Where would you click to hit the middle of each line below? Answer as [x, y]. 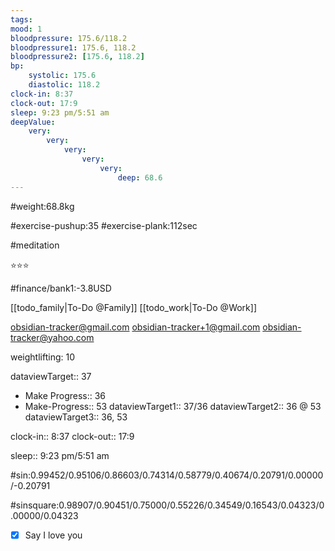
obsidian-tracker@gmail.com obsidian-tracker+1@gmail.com [135, 327]
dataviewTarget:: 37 [51, 376]
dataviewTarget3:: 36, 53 [76, 417]
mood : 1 [26, 29]
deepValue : [33, 122]
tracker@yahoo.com [52, 337]
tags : [21, 19]
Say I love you [53, 535]
